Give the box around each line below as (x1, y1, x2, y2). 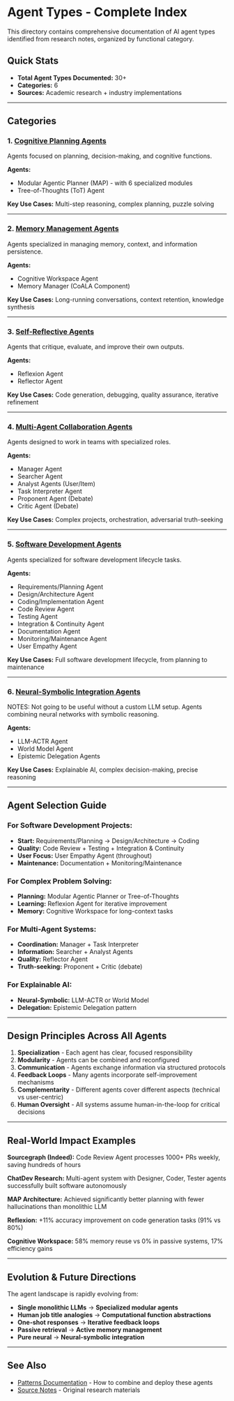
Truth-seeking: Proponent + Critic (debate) (17, 962, 143, 971)
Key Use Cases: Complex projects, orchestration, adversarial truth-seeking (7, 515, 224, 524)
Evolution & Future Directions (7, 1271, 136, 1283)
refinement (7, 398, 39, 406)
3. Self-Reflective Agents (7, 326, 95, 336)
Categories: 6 (17, 81, 58, 89)
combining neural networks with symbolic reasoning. (7, 710, 159, 718)
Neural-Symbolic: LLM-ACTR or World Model (17, 996, 150, 1004)
